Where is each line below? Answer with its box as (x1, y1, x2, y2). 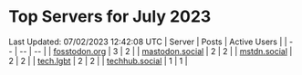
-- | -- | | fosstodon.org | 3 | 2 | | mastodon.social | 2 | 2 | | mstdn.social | (18, 45, 293, 56)
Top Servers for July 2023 (8, 6, 212, 27)
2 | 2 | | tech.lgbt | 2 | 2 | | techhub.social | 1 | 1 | (8, 55, 188, 66)
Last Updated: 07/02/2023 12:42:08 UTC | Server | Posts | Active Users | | (8, 36, 288, 47)
